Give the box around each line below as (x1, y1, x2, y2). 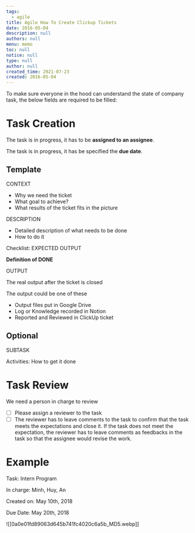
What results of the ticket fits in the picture (14, 204, 118, 211)
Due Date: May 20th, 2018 (6, 509, 69, 516)
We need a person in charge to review (6, 397, 98, 405)
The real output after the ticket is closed (6, 278, 103, 285)
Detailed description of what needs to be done (14, 227, 127, 234)
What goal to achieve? (14, 198, 69, 205)
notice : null (6, 52, 38, 58)
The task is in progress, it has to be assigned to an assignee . (6, 136, 154, 144)
